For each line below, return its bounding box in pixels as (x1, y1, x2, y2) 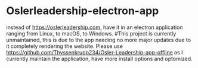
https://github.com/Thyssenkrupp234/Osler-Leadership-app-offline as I (6, 48, 183, 56)
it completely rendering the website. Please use (6, 43, 123, 50)
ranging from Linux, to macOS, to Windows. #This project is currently (6, 30, 177, 37)
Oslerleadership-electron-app (6, 4, 159, 18)
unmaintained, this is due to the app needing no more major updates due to (6, 36, 191, 43)
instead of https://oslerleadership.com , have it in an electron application (6, 24, 183, 31)
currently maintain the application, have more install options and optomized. (6, 55, 193, 62)
